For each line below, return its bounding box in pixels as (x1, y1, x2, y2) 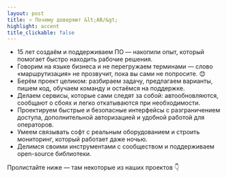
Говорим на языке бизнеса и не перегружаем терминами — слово (16, 62, 213, 71)
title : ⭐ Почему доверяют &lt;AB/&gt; (7, 16, 118, 23)
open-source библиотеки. (16, 150, 92, 158)
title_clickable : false (7, 29, 75, 36)
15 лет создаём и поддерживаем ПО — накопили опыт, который (16, 48, 205, 56)
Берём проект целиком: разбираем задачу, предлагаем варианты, (16, 77, 213, 86)
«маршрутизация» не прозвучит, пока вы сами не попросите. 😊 (16, 70, 206, 78)
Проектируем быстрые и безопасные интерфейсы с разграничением (16, 106, 221, 114)
